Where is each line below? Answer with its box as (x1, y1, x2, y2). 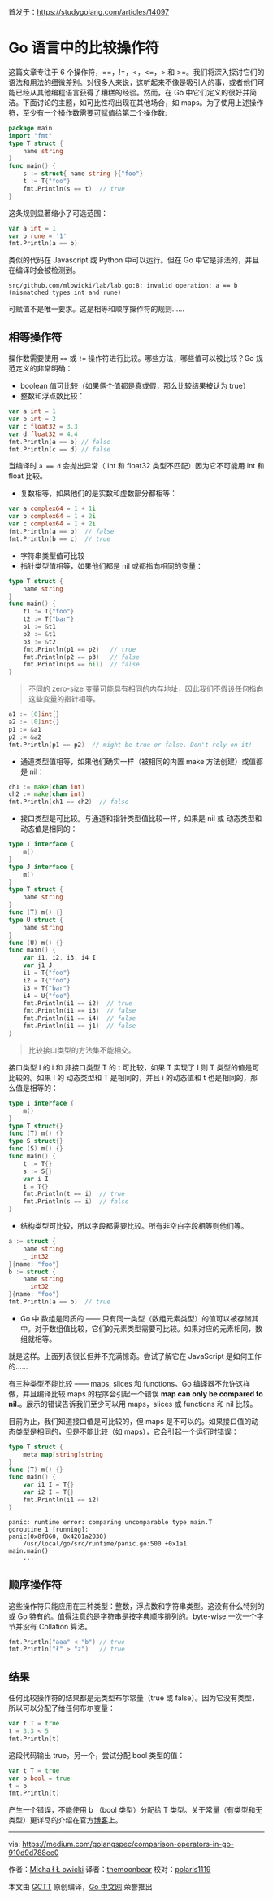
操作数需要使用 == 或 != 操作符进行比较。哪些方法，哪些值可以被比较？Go (8, 354, 254, 363)
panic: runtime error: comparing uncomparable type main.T (8, 1518, 213, 1526)
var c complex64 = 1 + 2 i (8, 520, 96, 528)
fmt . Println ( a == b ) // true (8, 1298, 111, 1306)
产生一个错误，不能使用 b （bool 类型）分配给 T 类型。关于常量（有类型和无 (8, 1805, 263, 1815)
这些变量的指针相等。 (28, 694, 100, 704)
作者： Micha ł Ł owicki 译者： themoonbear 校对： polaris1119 (8, 1865, 211, 1875)
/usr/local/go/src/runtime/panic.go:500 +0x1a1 (23, 1539, 187, 1548)
